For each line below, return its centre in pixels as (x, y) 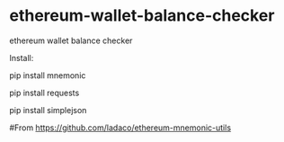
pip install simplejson (48, 110)
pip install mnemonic (48, 75)
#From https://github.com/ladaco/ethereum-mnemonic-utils (120, 128)
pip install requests (44, 93)
